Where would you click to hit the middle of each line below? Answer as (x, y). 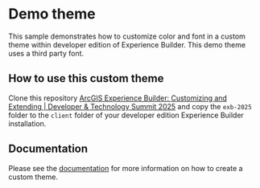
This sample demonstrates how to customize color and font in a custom (127, 36)
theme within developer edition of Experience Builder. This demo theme (127, 44)
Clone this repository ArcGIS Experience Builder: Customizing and (118, 98)
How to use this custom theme (86, 78)
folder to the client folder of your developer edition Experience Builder (126, 115)
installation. (27, 123)
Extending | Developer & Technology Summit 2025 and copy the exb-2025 (130, 106)
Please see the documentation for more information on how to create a (126, 168)
